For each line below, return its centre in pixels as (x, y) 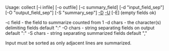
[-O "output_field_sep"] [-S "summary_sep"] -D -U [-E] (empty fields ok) (81, 13)
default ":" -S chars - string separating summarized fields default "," (76, 33)
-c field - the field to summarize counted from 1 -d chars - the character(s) (83, 22)
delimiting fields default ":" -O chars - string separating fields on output (80, 28)
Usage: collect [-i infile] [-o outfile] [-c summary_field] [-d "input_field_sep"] (85, 7)
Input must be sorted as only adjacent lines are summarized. (69, 43)
